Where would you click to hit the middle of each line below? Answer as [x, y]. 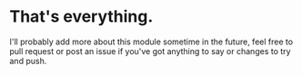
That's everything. [81, 17]
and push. [28, 61]
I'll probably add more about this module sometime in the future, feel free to [151, 42]
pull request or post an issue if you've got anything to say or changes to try [150, 51]
